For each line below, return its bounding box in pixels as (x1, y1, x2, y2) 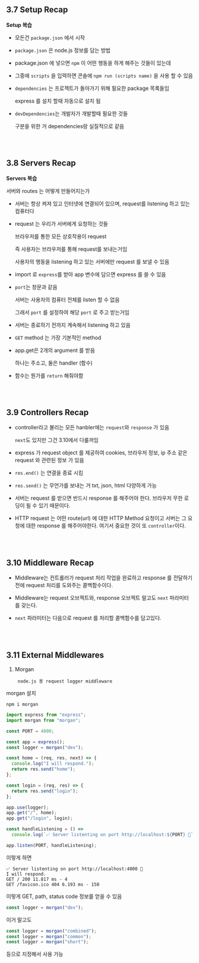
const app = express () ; (6, 738, 65, 745)
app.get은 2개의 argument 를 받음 (14, 347, 95, 354)
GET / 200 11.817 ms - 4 (6, 876, 68, 882)
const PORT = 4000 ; (6, 728, 55, 734)
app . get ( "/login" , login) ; (6, 815, 73, 821)
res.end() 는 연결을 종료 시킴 (14, 469, 84, 476)
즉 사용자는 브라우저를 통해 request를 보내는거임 (14, 245, 128, 253)
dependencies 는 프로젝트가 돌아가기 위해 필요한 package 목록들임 (14, 85, 169, 92)
